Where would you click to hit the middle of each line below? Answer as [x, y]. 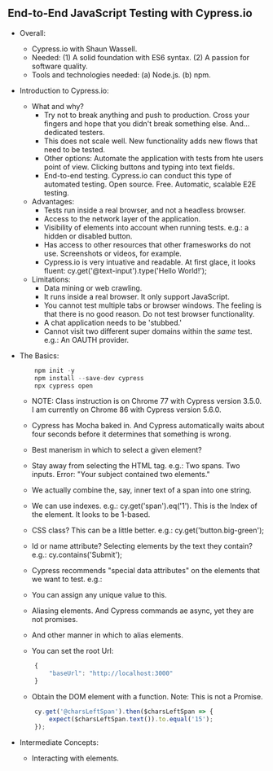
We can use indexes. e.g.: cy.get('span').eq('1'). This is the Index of [145, 506]
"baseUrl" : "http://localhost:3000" [111, 674]
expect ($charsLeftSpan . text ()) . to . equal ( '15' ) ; [131, 719]
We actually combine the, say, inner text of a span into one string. [141, 490]
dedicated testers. [74, 132]
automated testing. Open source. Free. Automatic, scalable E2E [150, 184]
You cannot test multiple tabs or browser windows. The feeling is [153, 305]
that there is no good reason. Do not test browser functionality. [149, 313]
